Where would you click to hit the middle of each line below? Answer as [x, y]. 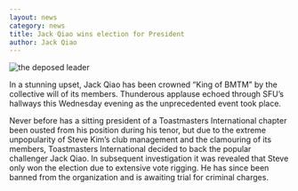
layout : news [33, 17]
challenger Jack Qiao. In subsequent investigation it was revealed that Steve [149, 159]
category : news [37, 26]
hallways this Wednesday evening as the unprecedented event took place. [145, 104]
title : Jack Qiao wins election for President [97, 34]
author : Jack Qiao [43, 42]
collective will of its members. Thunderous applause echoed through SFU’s [147, 94]
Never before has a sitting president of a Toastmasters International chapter [148, 121]
